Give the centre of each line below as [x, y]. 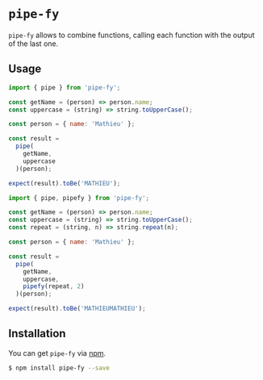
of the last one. [33, 44]
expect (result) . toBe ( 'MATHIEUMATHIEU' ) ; [77, 309]
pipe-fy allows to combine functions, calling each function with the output [132, 35]
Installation [37, 334]
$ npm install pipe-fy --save [59, 368]
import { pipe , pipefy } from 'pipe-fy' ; [79, 198]
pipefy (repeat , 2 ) [54, 286]
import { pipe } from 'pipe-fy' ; [65, 87]
